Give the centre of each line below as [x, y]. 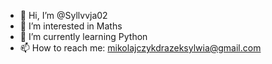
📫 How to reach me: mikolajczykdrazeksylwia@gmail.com [140, 48]
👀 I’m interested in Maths [71, 26]
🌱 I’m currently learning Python [83, 36]
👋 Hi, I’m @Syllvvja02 [63, 15]
